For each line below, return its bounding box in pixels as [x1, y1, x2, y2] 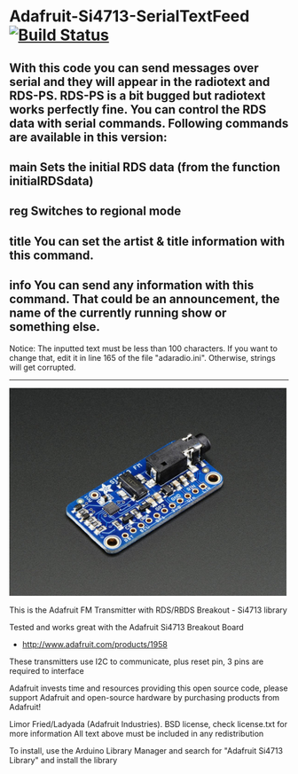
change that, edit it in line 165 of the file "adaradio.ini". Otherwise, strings [9, 352, 277, 363]
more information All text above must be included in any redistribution [9, 728, 264, 739]
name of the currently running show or [9, 306, 227, 321]
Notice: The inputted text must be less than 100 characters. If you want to [9, 343, 278, 354]
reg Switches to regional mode [9, 204, 182, 219]
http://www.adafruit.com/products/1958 [21, 638, 169, 649]
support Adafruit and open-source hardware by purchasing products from [9, 692, 280, 702]
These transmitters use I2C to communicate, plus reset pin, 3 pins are [9, 656, 264, 667]
